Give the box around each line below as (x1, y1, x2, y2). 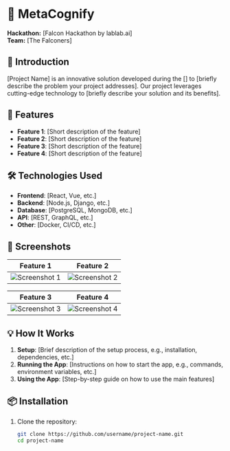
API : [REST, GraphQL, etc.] (16, 213, 93, 222)
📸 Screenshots (7, 241, 71, 252)
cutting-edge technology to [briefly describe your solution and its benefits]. (7, 89, 221, 97)
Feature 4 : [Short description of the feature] (16, 149, 142, 157)
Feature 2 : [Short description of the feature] (16, 134, 142, 143)
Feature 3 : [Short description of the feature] (16, 142, 142, 150)
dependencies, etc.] (16, 353, 74, 361)
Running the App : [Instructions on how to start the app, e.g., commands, (16, 360, 223, 368)
